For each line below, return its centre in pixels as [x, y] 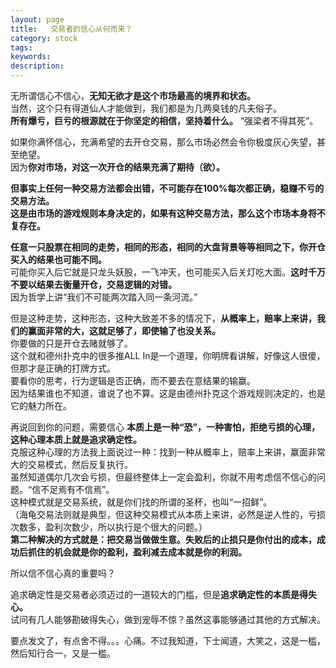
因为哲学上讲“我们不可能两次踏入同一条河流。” [104, 297]
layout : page [37, 19]
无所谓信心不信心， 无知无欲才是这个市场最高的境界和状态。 [133, 95]
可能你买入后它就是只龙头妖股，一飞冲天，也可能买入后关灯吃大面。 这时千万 [168, 272]
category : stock [44, 38]
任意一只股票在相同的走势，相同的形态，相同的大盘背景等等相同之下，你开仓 [168, 247]
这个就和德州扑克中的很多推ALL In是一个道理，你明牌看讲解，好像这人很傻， [168, 355]
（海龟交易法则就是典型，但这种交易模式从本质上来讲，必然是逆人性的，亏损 [168, 514]
